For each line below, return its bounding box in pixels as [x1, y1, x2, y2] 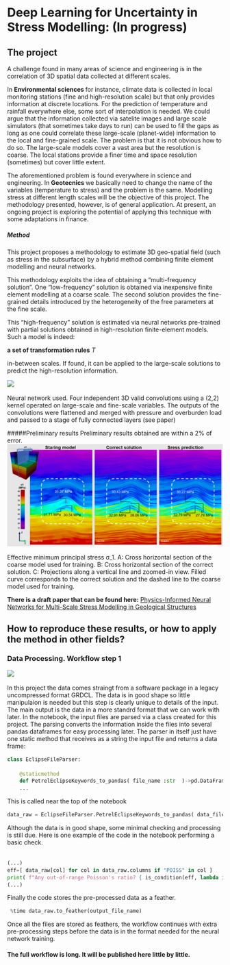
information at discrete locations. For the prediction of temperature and [7, 100, 207, 108]
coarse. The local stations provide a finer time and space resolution [7, 151, 197, 159]
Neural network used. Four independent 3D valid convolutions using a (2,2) [7, 394, 219, 402]
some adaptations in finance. [7, 215, 89, 223]
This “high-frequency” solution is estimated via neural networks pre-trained [7, 318, 220, 326]
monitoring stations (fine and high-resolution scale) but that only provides [7, 92, 215, 101]
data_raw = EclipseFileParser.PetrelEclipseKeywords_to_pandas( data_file [7, 812, 225, 818]
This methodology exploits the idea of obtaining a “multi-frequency [7, 275, 196, 284]
